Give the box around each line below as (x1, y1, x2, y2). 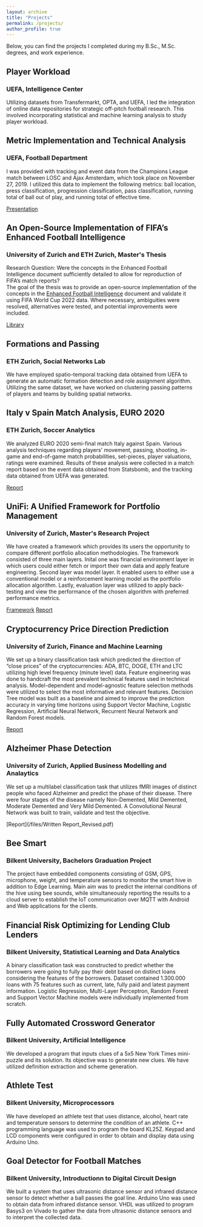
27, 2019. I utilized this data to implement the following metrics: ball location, (6, 180, 196, 188)
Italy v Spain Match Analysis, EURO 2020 (6, 408, 165, 418)
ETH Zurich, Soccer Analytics (6, 426, 95, 434)
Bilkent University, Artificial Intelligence (6, 1036, 126, 1045)
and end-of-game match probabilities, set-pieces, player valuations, (21, 453, 192, 460)
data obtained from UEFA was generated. (6, 472, 110, 479)
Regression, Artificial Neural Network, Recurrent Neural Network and (6, 708, 178, 715)
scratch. (6, 1000, 27, 1008)
